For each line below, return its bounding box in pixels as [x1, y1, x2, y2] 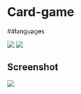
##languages [7, 27, 45, 35]
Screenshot [7, 62, 59, 73]
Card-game [7, 4, 75, 20]
